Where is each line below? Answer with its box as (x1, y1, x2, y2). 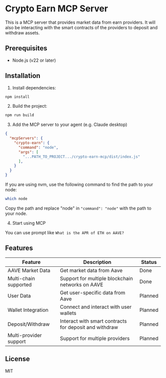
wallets (60, 309, 77, 316)
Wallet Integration (7, 306, 48, 313)
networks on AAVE (60, 281, 104, 288)
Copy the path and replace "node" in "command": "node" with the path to (5, 205, 152, 211)
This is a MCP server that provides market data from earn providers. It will (5, 19, 156, 25)
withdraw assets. (5, 30, 40, 36)
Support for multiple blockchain (60, 275, 133, 282)
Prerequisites (5, 44, 47, 52)
